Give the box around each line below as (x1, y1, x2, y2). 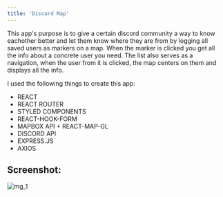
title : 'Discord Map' (7, 10, 70, 17)
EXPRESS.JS (17, 136, 54, 145)
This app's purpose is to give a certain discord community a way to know (7, 29, 215, 37)
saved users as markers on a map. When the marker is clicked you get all (7, 44, 215, 52)
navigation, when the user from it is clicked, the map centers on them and (7, 58, 217, 66)
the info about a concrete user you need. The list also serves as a (7, 51, 193, 59)
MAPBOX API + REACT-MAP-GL (17, 122, 109, 130)
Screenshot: (7, 164, 61, 176)
